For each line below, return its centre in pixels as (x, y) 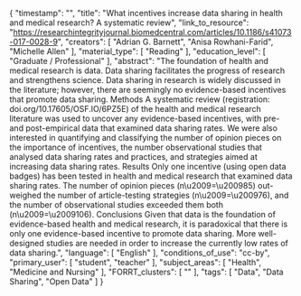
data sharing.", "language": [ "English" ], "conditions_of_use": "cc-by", (140, 253)
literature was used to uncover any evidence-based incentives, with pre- (145, 118)
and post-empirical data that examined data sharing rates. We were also (144, 128)
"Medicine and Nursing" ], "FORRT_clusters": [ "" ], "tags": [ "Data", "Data (146, 272)
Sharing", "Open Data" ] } (56, 282)
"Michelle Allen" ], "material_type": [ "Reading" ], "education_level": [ (138, 51)
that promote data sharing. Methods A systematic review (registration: (140, 99)
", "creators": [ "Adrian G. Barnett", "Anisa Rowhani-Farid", (165, 42)
